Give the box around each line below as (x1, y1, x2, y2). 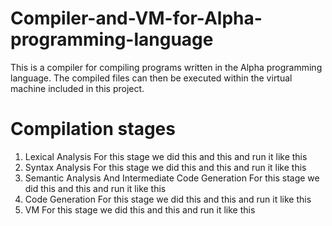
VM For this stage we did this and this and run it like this (24, 203, 256, 216)
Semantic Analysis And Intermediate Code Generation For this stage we (24, 172, 320, 184)
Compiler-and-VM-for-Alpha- (10, 7, 263, 30)
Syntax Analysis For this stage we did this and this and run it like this (24, 161, 307, 173)
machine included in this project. (10, 82, 145, 94)
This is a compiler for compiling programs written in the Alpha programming (10, 61, 323, 73)
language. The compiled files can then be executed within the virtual (10, 72, 293, 84)
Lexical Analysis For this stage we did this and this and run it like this (24, 150, 308, 162)
